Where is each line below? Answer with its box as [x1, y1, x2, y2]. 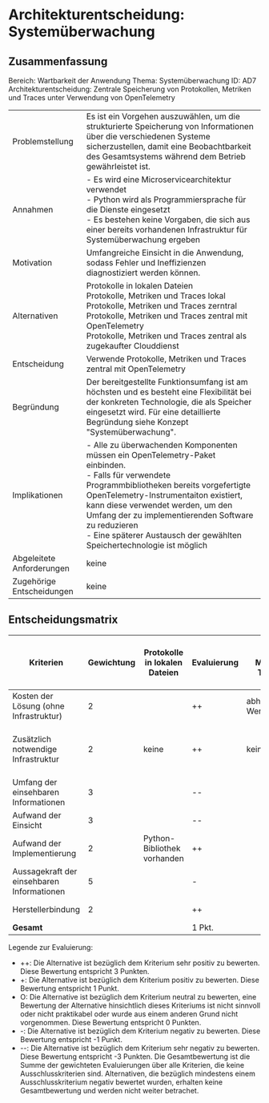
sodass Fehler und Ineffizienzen [86, 257, 207, 268]
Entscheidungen [12, 586, 74, 596]
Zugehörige [12, 576, 56, 587]
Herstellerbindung [12, 903, 81, 915]
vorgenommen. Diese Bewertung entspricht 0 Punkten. [19, 1017, 202, 1027]
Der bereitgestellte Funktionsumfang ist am [86, 377, 248, 387]
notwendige [12, 743, 58, 754]
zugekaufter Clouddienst [86, 341, 179, 351]
